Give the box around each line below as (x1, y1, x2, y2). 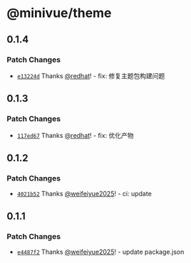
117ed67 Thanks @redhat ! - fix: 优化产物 (16, 131, 134, 139)
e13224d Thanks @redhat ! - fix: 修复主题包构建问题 (16, 71, 165, 80)
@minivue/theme (6, 5, 112, 21)
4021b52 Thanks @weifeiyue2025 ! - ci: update (16, 190, 153, 198)
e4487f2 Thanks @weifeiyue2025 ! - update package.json (16, 247, 185, 256)
